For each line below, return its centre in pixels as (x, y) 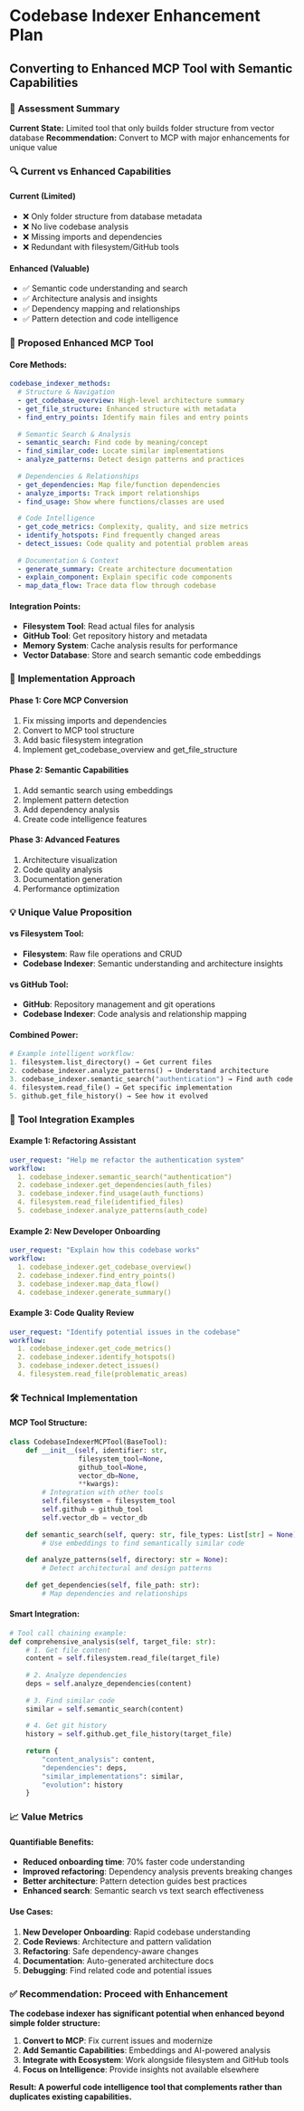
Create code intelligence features (85, 819)
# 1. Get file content (68, 1650)
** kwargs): (99, 1484)
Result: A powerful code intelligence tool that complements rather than (146, 2087)
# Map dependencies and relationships (115, 1593)
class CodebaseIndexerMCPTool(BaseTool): (89, 1442)
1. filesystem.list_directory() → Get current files (111, 1062)
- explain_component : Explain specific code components (125, 577)
